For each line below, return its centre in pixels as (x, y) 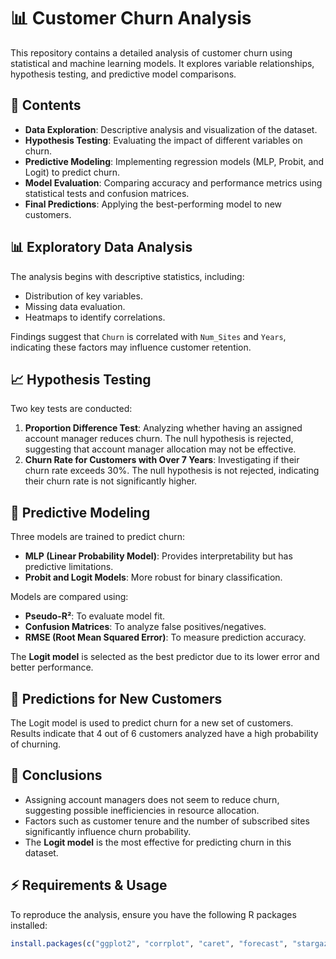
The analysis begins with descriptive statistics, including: (127, 276)
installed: (29, 925)
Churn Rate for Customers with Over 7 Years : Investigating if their (162, 460)
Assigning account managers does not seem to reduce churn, (152, 799)
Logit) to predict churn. (72, 172)
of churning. (36, 744)
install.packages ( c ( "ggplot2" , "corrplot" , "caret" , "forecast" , (149, 943)
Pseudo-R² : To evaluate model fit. (95, 616)
